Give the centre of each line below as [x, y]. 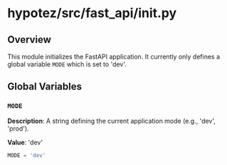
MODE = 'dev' [27, 155]
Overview [30, 40]
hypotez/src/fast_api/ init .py [92, 13]
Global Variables [44, 87]
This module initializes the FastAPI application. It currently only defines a [114, 56]
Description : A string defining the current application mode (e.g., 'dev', [111, 121]
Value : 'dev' [25, 142]
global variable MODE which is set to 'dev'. [67, 64]
